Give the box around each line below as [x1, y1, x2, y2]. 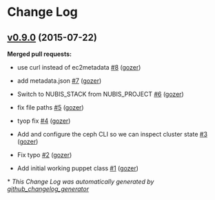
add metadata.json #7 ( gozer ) [17, 77, 102, 85]
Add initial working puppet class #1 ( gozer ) [17, 164, 139, 172]
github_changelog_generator [7, 185, 90, 193]
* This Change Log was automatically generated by [7, 177, 154, 186]
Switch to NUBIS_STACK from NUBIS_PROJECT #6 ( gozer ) [17, 90, 184, 98]
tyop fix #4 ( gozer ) [17, 117, 71, 125]
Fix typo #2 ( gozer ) [17, 151, 72, 159]
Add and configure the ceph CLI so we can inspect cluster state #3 [17, 130, 208, 138]
